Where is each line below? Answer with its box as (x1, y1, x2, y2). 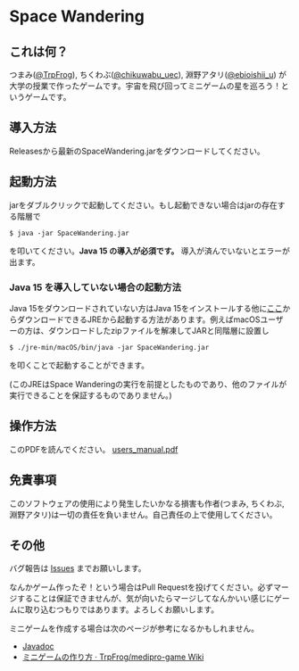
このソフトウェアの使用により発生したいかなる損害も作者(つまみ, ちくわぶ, (9, 498, 285, 509)
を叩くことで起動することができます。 (9, 360, 150, 370)
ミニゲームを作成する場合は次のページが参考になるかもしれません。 (9, 623, 259, 634)
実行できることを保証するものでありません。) (9, 390, 172, 401)
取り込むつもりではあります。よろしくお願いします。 (24, 604, 220, 615)
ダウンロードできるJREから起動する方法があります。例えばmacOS (16, 314, 261, 325)
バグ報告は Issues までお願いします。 (9, 563, 146, 574)
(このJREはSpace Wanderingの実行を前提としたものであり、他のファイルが (9, 378, 287, 389)
